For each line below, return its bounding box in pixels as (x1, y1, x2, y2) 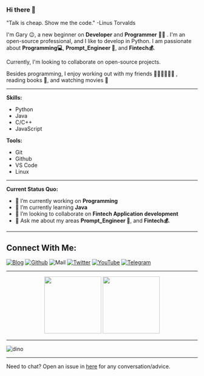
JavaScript (15, 125, 42, 132)
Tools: (6, 137, 22, 145)
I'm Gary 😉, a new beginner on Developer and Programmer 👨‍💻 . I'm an (6, 31, 186, 38)
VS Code (15, 162, 38, 169)
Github (15, 155, 32, 163)
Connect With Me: (6, 242, 77, 253)
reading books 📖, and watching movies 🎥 (6, 77, 109, 84)
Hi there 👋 (6, 5, 36, 14)
